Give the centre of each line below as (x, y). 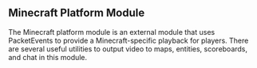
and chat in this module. (48, 57)
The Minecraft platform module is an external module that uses (112, 32)
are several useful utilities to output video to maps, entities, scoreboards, (128, 49)
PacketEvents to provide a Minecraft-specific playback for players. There (128, 40)
